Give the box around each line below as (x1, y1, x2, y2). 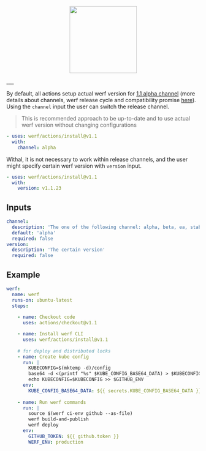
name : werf (12, 291, 40, 297)
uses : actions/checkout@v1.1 (22, 320, 97, 326)
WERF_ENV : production (28, 439, 84, 445)
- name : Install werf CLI (17, 331, 84, 337)
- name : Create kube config (17, 354, 89, 360)
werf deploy (28, 422, 59, 428)
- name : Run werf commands (17, 399, 86, 405)
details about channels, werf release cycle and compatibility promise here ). (6, 97, 196, 103)
